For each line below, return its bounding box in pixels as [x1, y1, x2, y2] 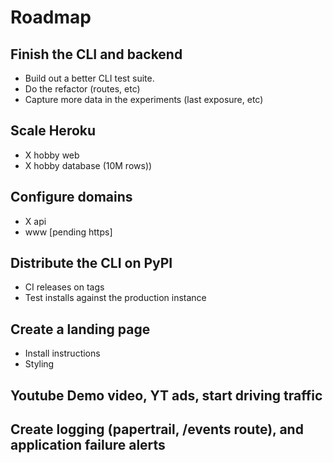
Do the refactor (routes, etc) [24, 83, 141, 95]
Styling [24, 358, 55, 370]
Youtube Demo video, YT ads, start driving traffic [10, 387, 323, 404]
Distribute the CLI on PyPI [10, 255, 173, 272]
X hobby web [24, 149, 80, 161]
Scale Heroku [10, 122, 97, 140]
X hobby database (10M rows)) [24, 159, 153, 171]
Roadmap [10, 6, 92, 29]
